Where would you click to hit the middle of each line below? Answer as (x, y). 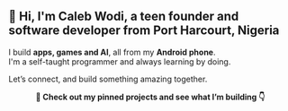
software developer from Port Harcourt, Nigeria (144, 31)
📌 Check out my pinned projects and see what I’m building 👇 (150, 97)
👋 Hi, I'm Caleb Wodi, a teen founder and (124, 17)
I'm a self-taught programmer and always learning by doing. (120, 61)
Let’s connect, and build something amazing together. (108, 79)
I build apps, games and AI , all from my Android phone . (112, 52)
